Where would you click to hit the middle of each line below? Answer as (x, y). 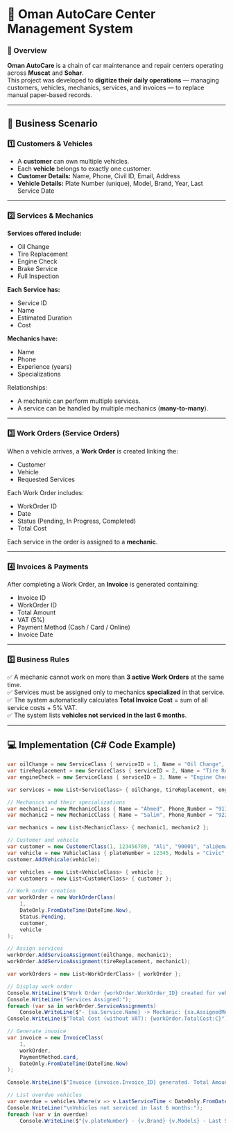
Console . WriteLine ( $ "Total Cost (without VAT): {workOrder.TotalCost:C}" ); (119, 1019)
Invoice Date (35, 634)
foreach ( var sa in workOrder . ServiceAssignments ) (82, 1006)
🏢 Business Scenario (53, 123)
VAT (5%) (31, 620)
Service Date (36, 191)
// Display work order (40, 986)
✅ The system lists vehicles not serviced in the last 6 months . (97, 715)
